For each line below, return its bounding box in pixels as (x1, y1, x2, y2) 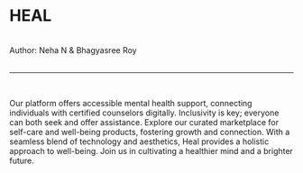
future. (9, 155, 34, 166)
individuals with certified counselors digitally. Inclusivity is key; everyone (9, 107, 280, 118)
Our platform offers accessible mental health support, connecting (9, 97, 252, 108)
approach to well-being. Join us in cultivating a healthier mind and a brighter (9, 145, 293, 156)
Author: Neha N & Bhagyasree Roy (9, 44, 137, 55)
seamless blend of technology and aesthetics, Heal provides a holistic (9, 136, 270, 147)
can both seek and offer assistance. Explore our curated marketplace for (9, 116, 280, 127)
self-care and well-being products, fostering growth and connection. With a (9, 126, 290, 137)
